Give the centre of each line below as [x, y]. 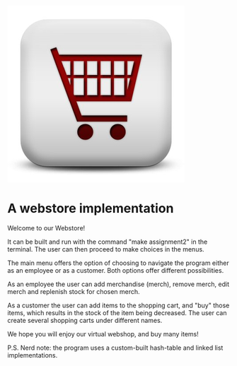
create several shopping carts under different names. [85, 320]
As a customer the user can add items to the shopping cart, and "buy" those [118, 305]
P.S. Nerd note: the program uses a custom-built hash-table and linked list [115, 348]
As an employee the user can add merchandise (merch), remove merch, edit [118, 284]
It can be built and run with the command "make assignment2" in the [108, 242]
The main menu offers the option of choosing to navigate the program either [118, 263]
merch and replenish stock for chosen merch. [74, 291]
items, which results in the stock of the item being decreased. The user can [117, 312]
